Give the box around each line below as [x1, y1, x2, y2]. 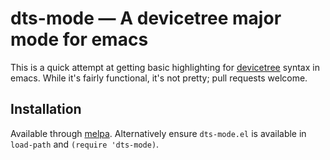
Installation [10, 101, 82, 118]
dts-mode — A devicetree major [10, 7, 282, 30]
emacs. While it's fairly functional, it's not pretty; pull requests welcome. [10, 72, 308, 84]
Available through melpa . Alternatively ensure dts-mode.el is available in [10, 127, 307, 139]
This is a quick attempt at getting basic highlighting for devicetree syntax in [10, 61, 320, 73]
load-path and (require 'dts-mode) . [10, 138, 160, 150]
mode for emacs [10, 28, 149, 51]
